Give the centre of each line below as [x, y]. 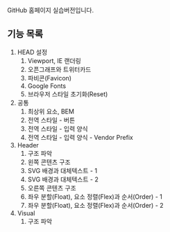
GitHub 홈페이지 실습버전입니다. [51, 10]
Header [28, 145]
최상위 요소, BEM [51, 111]
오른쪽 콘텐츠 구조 [52, 188]
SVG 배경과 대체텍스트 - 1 [62, 170]
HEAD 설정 [32, 52]
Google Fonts [47, 86]
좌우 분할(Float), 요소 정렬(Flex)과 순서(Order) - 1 [95, 197]
